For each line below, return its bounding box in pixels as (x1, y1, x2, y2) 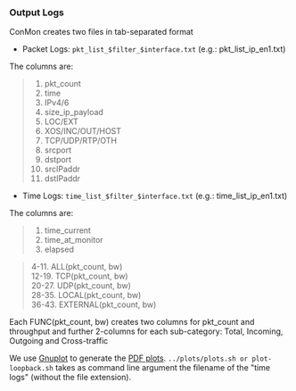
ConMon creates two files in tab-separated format (9, 27, 193, 37)
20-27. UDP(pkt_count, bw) (30, 280, 131, 291)
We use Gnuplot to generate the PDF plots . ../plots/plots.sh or (9, 353, 249, 363)
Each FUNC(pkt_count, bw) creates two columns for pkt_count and (9, 317, 255, 328)
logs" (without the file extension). (9, 372, 132, 383)
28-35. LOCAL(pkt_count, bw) (30, 290, 142, 301)
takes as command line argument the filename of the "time (54, 362, 270, 373)
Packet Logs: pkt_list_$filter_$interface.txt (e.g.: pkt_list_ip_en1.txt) (21, 44, 286, 54)
